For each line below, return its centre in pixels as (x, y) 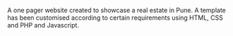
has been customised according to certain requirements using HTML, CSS (115, 18)
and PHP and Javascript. (43, 25)
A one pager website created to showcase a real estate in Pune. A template (116, 10)
